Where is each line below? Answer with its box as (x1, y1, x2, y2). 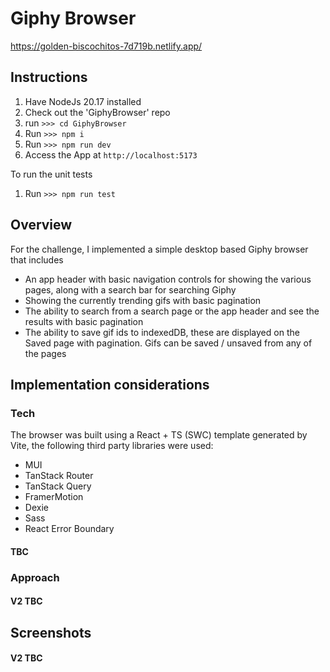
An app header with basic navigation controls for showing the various (24, 273, 312, 285)
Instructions (10, 69, 88, 86)
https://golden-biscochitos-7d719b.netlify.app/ (10, 40, 203, 52)
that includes (10, 253, 64, 266)
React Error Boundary (24, 523, 115, 535)
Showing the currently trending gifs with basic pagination (24, 294, 262, 306)
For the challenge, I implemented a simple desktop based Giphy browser (10, 243, 309, 255)
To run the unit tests (10, 168, 93, 180)
